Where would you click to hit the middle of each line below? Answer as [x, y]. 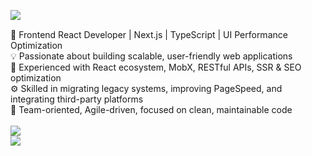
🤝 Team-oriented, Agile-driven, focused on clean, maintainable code [151, 109]
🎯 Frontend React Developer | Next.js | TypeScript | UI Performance [149, 34]
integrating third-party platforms [77, 99]
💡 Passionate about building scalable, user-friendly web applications [151, 56]
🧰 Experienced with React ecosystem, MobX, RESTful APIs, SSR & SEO [156, 67]
